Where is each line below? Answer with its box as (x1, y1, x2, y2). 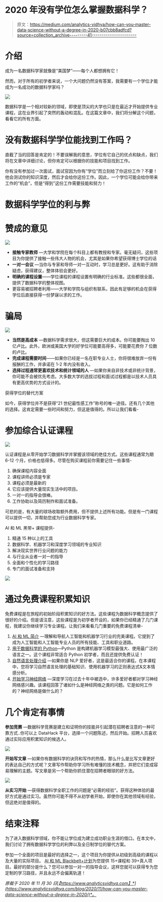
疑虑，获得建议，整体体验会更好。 (12, 267, 81, 273)
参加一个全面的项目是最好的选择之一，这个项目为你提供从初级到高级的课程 (5, 851, 154, 857)
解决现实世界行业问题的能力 (12, 547, 68, 553)
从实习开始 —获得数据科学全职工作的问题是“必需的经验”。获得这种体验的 (5, 787, 150, 793)
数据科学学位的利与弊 (5, 199, 91, 210)
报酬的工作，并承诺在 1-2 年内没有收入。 (12, 361, 93, 367)
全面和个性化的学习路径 (12, 559, 59, 565)
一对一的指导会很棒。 (12, 492, 55, 498)
